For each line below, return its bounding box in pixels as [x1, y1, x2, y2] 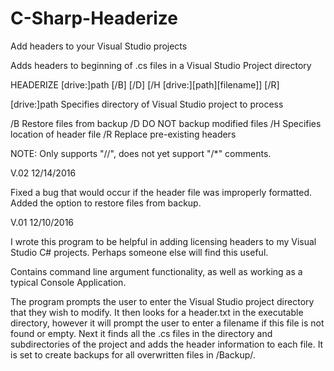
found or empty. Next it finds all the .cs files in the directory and [10, 327, 273, 339]
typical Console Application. [10, 276, 127, 288]
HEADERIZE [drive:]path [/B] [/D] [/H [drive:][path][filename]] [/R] [10, 78, 280, 91]
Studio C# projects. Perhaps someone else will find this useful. [10, 246, 269, 258]
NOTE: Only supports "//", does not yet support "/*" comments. [10, 147, 272, 159]
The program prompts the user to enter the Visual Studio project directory [10, 295, 315, 307]
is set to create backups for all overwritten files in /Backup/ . [10, 348, 256, 361]
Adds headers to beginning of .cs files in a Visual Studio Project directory [10, 59, 312, 71]
